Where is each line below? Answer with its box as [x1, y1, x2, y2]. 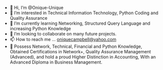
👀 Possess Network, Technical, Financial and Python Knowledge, [9, 43, 142, 49]
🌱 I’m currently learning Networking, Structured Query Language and [9, 20, 151, 26]
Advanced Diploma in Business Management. [9, 59, 103, 65]
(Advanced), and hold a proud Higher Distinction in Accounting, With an [9, 54, 156, 60]
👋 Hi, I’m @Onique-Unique [9, 5, 64, 10]
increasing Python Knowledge [9, 26, 71, 32]
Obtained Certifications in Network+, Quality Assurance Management [9, 49, 151, 54]
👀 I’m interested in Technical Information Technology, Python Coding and [9, 10, 159, 16]
